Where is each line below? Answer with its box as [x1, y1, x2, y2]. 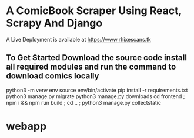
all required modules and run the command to [6, 62, 176, 72]
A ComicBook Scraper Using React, [6, 4, 182, 18]
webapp [6, 119, 47, 133]
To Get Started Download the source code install [6, 53, 187, 63]
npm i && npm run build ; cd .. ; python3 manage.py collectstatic [6, 99, 162, 106]
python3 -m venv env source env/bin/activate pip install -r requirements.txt [6, 87, 188, 94]
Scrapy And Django [6, 16, 103, 30]
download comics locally [6, 71, 99, 81]
